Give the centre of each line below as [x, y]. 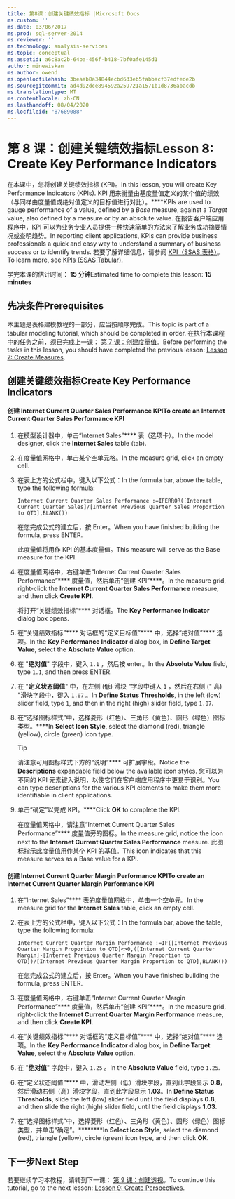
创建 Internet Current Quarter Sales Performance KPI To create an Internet [116, 411]
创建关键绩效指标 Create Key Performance [99, 381]
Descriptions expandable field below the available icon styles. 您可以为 [120, 771]
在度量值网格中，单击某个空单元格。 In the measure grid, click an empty [120, 458]
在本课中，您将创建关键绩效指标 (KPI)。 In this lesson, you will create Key [112, 184]
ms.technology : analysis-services [58, 46]
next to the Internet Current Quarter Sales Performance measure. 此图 [120, 842]
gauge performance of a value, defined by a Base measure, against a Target [117, 210]
